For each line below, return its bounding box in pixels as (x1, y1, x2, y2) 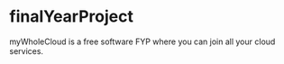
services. (9, 45, 43, 56)
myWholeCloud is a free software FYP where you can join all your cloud (9, 36, 276, 47)
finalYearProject (9, 6, 133, 27)
